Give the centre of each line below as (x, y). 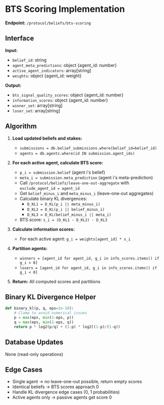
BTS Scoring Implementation (65, 9)
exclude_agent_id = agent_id (50, 188)
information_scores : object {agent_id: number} (60, 100)
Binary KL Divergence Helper (51, 297)
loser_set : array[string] (36, 110)
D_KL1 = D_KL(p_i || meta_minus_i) (63, 204)
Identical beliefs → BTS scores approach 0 (56, 387)
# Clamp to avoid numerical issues (51, 313)
